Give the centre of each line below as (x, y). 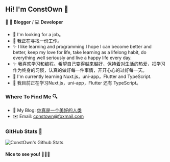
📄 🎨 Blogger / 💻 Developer (34, 22)
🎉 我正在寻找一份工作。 (37, 41)
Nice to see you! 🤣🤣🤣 (28, 154)
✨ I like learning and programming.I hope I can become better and (82, 46)
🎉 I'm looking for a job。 (38, 34)
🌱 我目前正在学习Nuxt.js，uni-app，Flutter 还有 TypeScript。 (77, 83)
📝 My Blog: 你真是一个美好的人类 (47, 111)
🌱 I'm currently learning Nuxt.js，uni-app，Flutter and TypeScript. (82, 76)
